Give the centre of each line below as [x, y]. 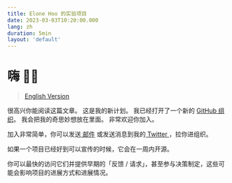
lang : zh [20, 27]
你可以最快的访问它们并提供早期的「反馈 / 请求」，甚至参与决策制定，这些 [113, 164]
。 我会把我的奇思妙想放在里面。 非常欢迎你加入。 [86, 119]
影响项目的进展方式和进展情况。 [66, 173]
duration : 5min [29, 33]
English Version [47, 96]
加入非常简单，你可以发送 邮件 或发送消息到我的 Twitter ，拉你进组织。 [110, 134]
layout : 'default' [34, 40]
